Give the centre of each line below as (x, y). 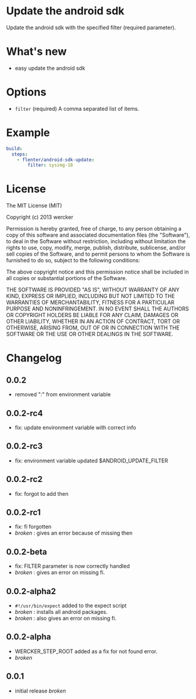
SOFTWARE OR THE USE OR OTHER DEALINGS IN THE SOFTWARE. (90, 334)
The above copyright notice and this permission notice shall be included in (97, 272)
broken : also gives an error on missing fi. (66, 619)
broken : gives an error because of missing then (74, 533)
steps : (20, 154)
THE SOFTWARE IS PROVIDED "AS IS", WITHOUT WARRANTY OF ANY (93, 290)
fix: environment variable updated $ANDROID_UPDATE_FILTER (91, 461)
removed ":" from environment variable (63, 394)
